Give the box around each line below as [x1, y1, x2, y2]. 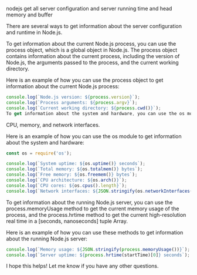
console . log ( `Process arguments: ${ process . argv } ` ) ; [6, 99, 138, 105]
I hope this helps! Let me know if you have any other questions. [6, 263, 159, 270]
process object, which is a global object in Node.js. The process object [6, 46, 178, 53]
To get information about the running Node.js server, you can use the [6, 199, 173, 206]
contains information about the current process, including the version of [6, 53, 180, 59]
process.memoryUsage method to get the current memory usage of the [6, 205, 179, 212]
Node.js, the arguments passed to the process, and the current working [6, 59, 179, 66]
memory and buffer [6, 11, 53, 18]
